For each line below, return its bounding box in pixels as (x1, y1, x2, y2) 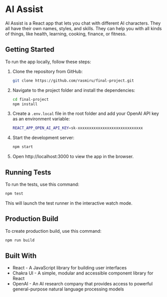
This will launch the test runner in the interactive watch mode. (5, 200, 133, 206)
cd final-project (12, 97, 49, 102)
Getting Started (5, 45, 55, 54)
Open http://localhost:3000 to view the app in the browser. (12, 154, 134, 160)
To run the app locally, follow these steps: (5, 59, 91, 65)
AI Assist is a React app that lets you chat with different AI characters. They (5, 20, 161, 26)
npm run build (5, 237, 35, 243)
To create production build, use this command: (5, 228, 102, 234)
